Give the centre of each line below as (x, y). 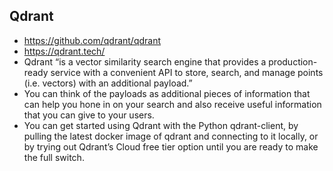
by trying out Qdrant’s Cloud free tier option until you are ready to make (171, 146)
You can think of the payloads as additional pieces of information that (167, 93)
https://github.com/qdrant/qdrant (92, 40)
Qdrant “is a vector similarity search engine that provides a (145, 61)
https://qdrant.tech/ (64, 51)
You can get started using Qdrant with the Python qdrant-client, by (161, 125)
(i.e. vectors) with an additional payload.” (108, 83)
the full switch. (54, 157)
